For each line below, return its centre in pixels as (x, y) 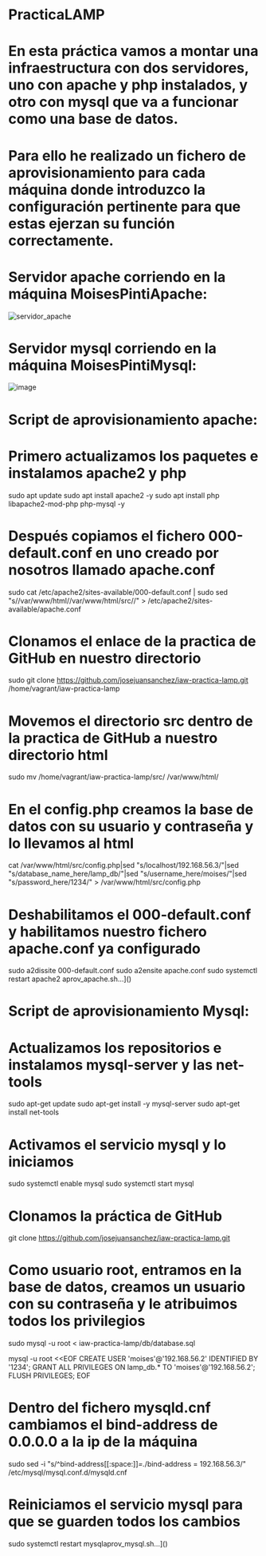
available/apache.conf (45, 609)
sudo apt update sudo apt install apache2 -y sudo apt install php (114, 495)
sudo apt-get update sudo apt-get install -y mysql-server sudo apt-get (124, 1104)
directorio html (59, 755)
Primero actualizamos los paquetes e (133, 456)
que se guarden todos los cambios (124, 1522)
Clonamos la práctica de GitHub (115, 1216)
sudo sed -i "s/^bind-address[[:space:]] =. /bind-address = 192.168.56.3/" (127, 1464)
